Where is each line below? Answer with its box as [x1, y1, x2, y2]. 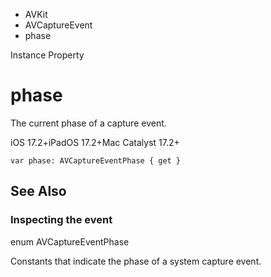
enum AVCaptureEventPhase [10, 235, 130, 248]
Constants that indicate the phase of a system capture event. [10, 255, 262, 267]
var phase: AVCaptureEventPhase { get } [10, 155, 182, 166]
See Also [10, 183, 67, 200]
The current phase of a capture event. [10, 117, 167, 129]
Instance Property [10, 49, 85, 61]
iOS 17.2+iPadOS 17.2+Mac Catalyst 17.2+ [10, 136, 180, 148]
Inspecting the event [10, 213, 113, 227]
